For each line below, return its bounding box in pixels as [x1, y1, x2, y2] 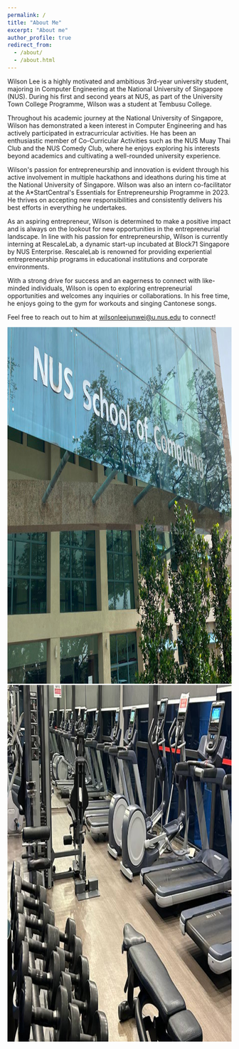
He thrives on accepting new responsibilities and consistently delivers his [7, 195, 223, 204]
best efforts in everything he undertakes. [7, 203, 127, 212]
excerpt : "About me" [7, 26, 69, 34]
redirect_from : [7, 41, 53, 49]
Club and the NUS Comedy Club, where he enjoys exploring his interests [7, 143, 221, 153]
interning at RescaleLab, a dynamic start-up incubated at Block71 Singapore [7, 240, 230, 248]
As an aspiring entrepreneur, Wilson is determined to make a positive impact [7, 217, 231, 225]
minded [7, 284, 30, 292]
